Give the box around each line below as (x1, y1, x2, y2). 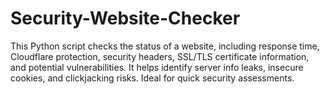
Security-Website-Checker (10, 7, 241, 30)
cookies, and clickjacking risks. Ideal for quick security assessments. (10, 72, 295, 84)
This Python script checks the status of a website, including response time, (10, 40, 320, 52)
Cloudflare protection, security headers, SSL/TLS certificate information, (10, 50, 310, 62)
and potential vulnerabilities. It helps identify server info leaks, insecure (10, 61, 304, 73)
